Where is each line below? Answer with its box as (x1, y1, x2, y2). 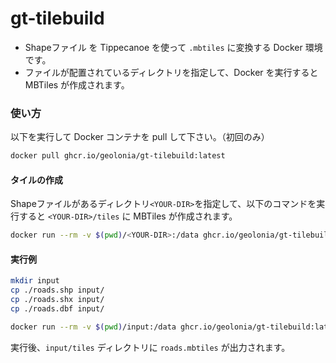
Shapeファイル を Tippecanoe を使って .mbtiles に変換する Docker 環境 (24, 41, 323, 53)
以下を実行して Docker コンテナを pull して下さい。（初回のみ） (10, 131, 270, 143)
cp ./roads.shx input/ (10, 295, 105, 305)
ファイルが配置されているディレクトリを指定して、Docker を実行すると (24, 66, 319, 78)
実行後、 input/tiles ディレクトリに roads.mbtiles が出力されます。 (10, 341, 291, 353)
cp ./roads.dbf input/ (10, 304, 105, 314)
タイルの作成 (10, 173, 63, 186)
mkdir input (10, 276, 60, 286)
